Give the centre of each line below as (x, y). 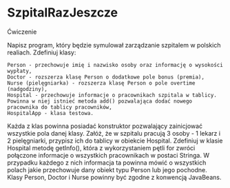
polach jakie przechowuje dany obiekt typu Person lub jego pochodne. (107, 169)
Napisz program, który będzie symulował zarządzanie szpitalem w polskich (114, 45)
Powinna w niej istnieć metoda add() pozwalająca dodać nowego (100, 101)
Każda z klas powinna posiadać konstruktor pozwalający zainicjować (105, 126)
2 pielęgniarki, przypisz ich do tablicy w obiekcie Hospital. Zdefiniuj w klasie (115, 140)
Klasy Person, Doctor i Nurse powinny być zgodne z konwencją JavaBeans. (114, 177)
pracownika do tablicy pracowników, (60, 107)
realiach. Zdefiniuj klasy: (42, 52)
